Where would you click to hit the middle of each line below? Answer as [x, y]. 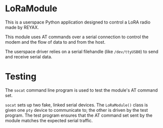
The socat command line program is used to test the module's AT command [81, 90]
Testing [21, 77]
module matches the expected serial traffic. [49, 120]
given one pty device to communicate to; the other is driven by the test [77, 110]
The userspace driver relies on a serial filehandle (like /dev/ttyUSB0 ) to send [82, 51]
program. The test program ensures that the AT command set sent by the [79, 115]
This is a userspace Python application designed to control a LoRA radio [78, 22]
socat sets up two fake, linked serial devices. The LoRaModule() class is [77, 105]
